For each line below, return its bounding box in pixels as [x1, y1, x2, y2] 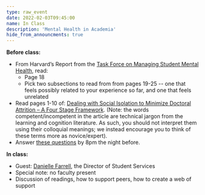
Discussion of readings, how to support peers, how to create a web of [15, 175, 192, 183]
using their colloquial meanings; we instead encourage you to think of [15, 126, 191, 133]
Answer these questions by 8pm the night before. [15, 139, 141, 146]
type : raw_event [6, 9, 48, 15]
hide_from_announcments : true [6, 32, 84, 38]
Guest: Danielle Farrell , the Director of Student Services [15, 162, 155, 170]
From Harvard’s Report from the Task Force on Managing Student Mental [15, 61, 199, 68]
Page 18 [24, 74, 45, 81]
